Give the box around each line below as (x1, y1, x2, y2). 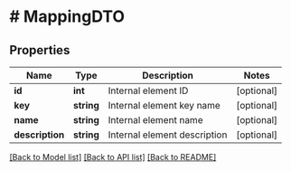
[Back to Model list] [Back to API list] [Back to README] (9, 152, 217, 162)
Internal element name (108, 114, 203, 126)
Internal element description (108, 128, 228, 141)
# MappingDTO (9, 6, 125, 27)
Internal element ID (108, 84, 189, 97)
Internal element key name (108, 100, 221, 111)
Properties (9, 43, 70, 58)
